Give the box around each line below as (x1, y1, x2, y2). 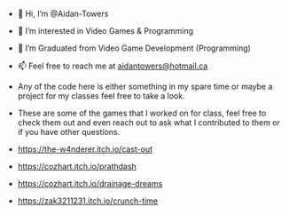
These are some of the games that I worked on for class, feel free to (17, 107, 267, 118)
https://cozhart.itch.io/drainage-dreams (17, 179, 163, 188)
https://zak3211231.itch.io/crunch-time (17, 195, 158, 206)
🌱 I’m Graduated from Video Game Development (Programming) (17, 43, 251, 53)
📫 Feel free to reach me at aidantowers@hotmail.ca (17, 60, 208, 71)
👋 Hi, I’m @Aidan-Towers (17, 9, 109, 19)
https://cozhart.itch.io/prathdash (17, 161, 137, 171)
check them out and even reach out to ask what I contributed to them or (17, 117, 281, 128)
